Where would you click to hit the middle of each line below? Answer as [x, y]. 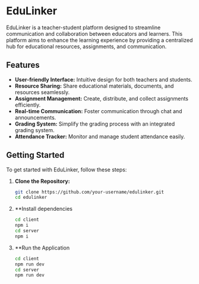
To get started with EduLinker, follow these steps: [67, 169]
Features [23, 65]
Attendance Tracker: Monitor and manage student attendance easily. [100, 136]
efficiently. [28, 105]
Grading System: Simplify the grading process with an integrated [95, 124]
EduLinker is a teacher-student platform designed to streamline [83, 27]
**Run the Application [42, 248]
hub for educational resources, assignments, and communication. [86, 46]
